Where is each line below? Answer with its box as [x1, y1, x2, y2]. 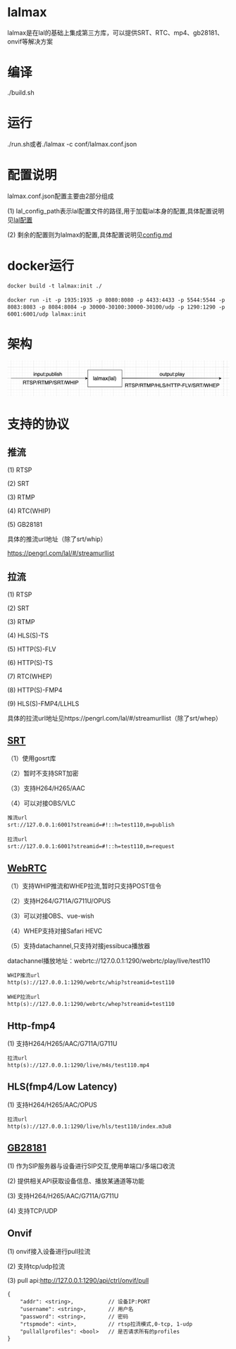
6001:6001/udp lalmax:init [7, 311, 87, 318]
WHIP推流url [7, 972, 40, 979]
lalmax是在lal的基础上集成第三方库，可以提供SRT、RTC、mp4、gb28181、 [7, 28, 224, 37]
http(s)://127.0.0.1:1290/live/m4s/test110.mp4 [7, 1062, 150, 1069]
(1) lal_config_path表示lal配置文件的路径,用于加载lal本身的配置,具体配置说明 [7, 206, 225, 215]
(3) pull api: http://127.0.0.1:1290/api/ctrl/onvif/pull [7, 1276, 149, 1284]
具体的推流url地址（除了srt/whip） [7, 535, 107, 543]
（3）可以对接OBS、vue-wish [7, 912, 94, 920]
